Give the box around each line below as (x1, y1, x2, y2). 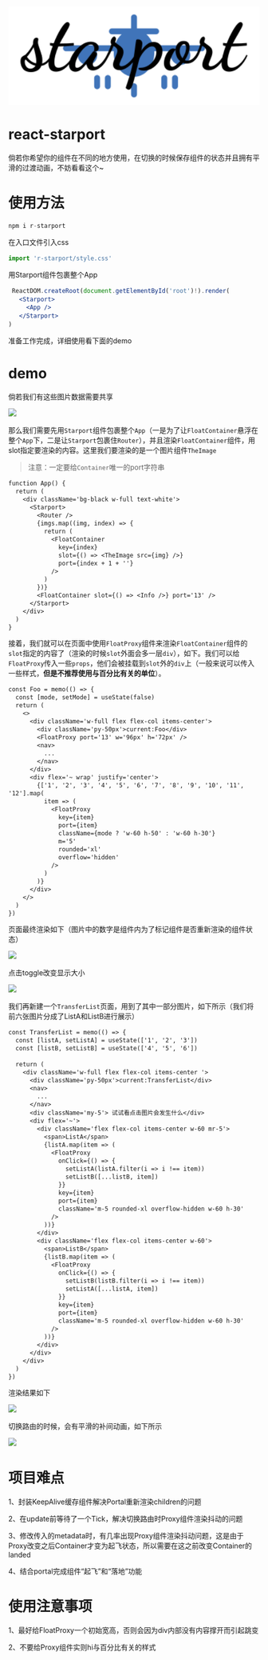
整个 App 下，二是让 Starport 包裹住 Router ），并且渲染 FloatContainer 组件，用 (8, 435, 255, 445)
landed (8, 1550, 31, 1559)
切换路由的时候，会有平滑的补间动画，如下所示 (8, 1421, 162, 1430)
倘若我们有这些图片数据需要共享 (8, 391, 113, 402)
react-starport (8, 126, 106, 144)
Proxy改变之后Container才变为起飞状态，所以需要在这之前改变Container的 (8, 1541, 253, 1550)
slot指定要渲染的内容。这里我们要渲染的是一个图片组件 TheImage (8, 445, 217, 454)
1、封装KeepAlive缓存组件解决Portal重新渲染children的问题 (8, 1497, 202, 1506)
